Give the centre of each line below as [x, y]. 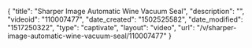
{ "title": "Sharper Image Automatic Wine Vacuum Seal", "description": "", [126, 11]
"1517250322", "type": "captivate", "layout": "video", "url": [101, 27]
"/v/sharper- [217, 27]
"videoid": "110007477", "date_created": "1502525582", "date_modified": [125, 19]
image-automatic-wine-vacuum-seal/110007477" [87, 36]
